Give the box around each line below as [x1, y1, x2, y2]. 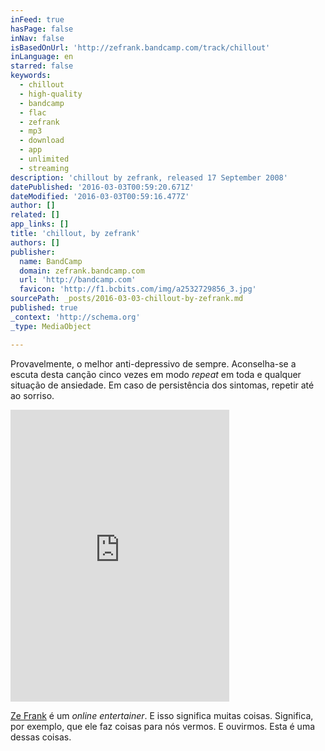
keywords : [10, 71, 52, 81]
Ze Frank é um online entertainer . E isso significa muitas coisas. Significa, [10, 709, 314, 721]
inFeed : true [10, 14, 65, 25]
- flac [19, 107, 47, 118]
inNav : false [10, 33, 65, 43]
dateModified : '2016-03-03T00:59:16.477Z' [10, 191, 190, 201]
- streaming [19, 163, 70, 173]
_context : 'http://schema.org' [10, 312, 141, 322]
